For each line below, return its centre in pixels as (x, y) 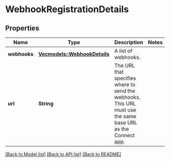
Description (129, 42)
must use (125, 110)
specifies (125, 78)
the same (125, 116)
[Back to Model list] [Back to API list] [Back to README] (63, 154)
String (46, 104)
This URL (125, 104)
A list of (123, 51)
